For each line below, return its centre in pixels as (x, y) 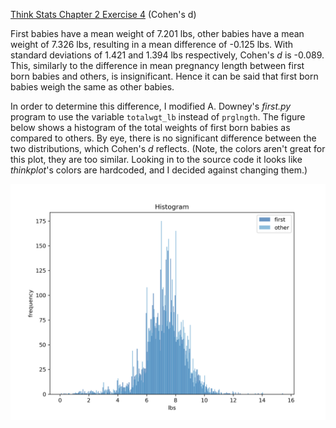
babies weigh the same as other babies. (92, 87)
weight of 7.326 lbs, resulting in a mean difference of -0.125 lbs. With (152, 44)
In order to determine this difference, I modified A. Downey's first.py (151, 106)
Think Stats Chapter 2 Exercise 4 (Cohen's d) (103, 14)
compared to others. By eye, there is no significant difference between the (163, 138)
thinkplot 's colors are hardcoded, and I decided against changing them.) (159, 170)
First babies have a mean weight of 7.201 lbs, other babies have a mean (157, 33)
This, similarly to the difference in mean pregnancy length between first (157, 65)
